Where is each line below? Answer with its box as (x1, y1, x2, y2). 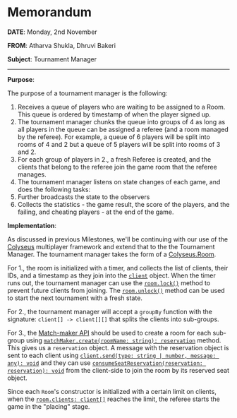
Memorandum (7, 4, 92, 20)
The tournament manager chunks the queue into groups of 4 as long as (17, 117, 226, 126)
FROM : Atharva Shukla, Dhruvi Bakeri (7, 41, 116, 49)
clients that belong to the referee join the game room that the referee (17, 162, 217, 171)
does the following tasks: (17, 185, 90, 193)
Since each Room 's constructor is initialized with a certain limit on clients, (7, 387, 217, 395)
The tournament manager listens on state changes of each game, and (17, 177, 221, 186)
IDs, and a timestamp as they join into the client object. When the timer (7, 271, 217, 280)
